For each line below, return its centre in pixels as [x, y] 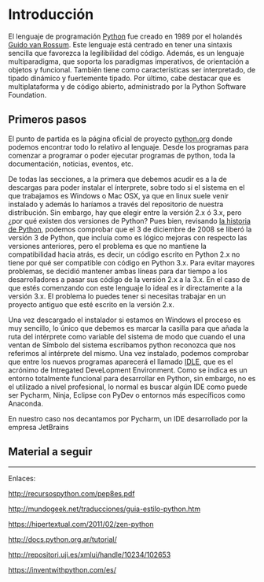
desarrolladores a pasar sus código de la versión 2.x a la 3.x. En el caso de [129, 279]
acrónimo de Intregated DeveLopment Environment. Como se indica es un [128, 370]
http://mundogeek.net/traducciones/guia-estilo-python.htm [104, 509]
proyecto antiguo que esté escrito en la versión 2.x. [91, 304]
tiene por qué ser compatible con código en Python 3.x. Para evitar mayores [132, 262]
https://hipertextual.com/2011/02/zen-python [81, 524]
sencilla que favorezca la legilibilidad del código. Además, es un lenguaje [126, 53]
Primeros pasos [48, 120]
